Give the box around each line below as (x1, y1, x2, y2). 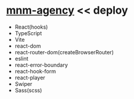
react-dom (14, 42, 41, 49)
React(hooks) (14, 23, 48, 30)
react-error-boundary (14, 61, 68, 69)
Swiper (14, 80, 33, 87)
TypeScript (14, 29, 42, 36)
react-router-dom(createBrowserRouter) (14, 48, 114, 55)
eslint (14, 55, 29, 62)
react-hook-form (14, 67, 57, 75)
